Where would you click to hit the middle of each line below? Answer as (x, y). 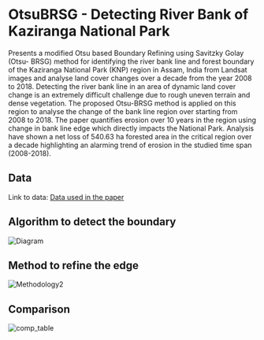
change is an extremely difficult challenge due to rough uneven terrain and (129, 94)
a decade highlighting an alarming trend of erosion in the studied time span (130, 145)
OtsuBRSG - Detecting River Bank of (128, 15)
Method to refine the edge (74, 265)
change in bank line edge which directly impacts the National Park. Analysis (131, 128)
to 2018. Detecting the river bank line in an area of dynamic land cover (122, 86)
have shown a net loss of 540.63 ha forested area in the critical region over (130, 136)
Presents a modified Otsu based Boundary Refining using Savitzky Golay (126, 53)
